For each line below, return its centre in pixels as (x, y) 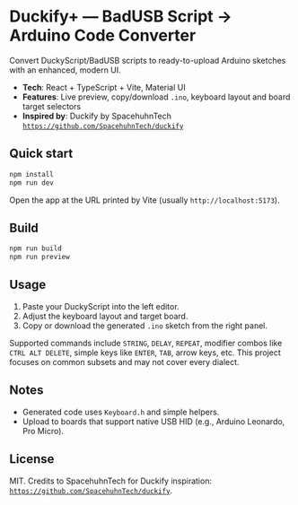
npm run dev (31, 183)
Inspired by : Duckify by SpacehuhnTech (97, 116)
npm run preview (39, 257)
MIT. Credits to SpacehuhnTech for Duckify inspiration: (111, 481)
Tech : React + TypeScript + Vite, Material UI (104, 87)
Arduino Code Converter (103, 35)
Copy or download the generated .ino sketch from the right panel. (145, 326)
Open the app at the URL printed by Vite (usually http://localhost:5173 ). (145, 200)
